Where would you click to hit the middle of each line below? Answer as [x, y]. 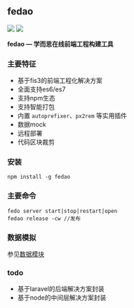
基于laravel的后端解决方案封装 [61, 289]
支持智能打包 [36, 107]
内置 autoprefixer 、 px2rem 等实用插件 [72, 116]
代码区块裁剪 [36, 142]
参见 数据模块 [26, 254]
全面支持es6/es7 [41, 89]
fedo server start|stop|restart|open [62, 211]
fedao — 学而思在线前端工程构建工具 [60, 44]
